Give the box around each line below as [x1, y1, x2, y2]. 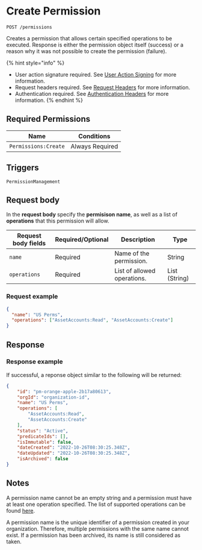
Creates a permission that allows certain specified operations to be [6, 34, 173, 42]
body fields [12, 239, 46, 248]
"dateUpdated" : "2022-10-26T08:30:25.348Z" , [17, 450, 130, 457]
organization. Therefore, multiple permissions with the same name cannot [6, 525, 189, 532]
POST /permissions [6, 24, 52, 30]
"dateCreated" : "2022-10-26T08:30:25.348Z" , [17, 444, 130, 450]
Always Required [70, 142, 118, 150]
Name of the [114, 249, 150, 258]
